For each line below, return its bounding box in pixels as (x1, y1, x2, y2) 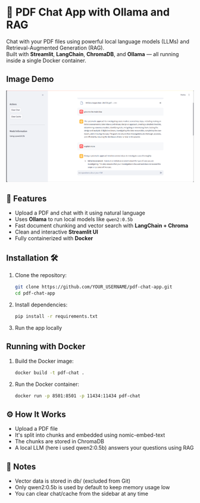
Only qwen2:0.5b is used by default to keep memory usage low (14, 484, 170, 491)
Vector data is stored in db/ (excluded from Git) (14, 477, 131, 484)
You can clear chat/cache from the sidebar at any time (14, 490, 149, 498)
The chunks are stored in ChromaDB (14, 438, 104, 445)
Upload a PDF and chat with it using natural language (14, 209, 146, 217)
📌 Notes (6, 461, 36, 471)
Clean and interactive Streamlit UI (14, 228, 98, 235)
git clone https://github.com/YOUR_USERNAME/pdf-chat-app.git (14, 284, 173, 290)
